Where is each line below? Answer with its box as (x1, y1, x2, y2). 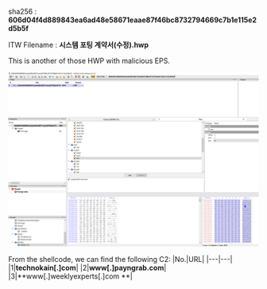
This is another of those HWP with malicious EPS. (8, 56, 171, 65)
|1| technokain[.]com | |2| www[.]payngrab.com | (8, 263, 167, 273)
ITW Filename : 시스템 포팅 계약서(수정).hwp (8, 40, 149, 49)
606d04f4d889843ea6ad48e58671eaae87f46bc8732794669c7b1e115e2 (8, 15, 257, 25)
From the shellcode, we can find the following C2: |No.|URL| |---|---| (8, 255, 233, 264)
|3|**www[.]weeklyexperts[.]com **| (8, 271, 133, 281)
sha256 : (8, 7, 37, 16)
